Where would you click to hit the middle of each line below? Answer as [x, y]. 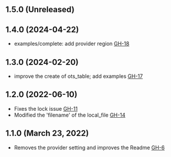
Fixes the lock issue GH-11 [46, 108]
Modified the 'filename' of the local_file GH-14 [70, 115]
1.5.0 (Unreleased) [40, 10]
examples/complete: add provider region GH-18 [72, 44]
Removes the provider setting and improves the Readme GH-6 [89, 147]
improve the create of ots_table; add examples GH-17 [78, 76]
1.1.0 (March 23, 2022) [47, 133]
